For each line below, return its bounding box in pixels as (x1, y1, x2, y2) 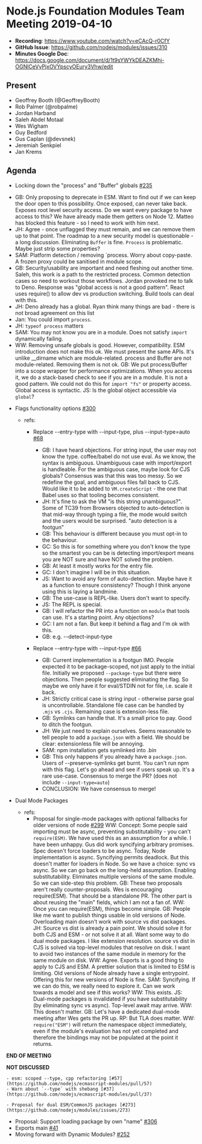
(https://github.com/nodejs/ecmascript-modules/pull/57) (6, 1080, 153, 1086)
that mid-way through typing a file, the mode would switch (42, 511, 188, 518)
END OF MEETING (6, 1052, 52, 1059)
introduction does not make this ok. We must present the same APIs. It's (14, 348, 194, 355)
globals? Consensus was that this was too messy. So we (42, 472, 183, 479)
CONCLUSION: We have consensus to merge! (42, 785, 156, 792)
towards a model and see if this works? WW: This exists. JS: (33, 988, 183, 996)
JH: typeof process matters (14, 322, 84, 329)
